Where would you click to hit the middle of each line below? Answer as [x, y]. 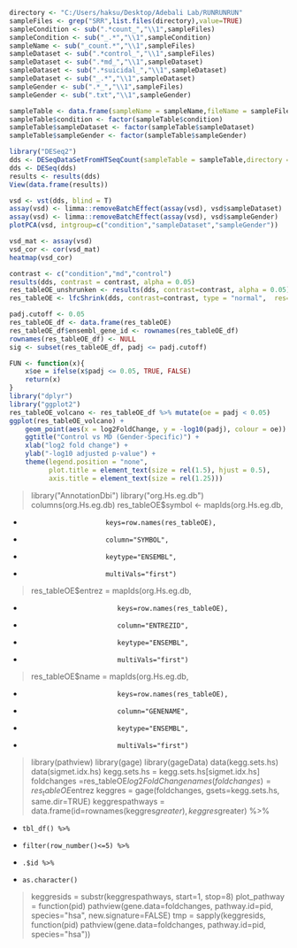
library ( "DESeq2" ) [43, 152]
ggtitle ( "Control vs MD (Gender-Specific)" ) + [112, 437]
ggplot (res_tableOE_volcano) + [67, 420]
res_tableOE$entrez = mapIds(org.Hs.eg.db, [111, 590]
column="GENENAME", [153, 711]
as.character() [50, 881]
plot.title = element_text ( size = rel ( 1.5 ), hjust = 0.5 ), [160, 470]
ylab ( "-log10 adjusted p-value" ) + [91, 454]
